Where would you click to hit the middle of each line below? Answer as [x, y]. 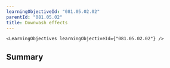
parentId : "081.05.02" [34, 17]
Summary [25, 57]
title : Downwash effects [37, 22]
